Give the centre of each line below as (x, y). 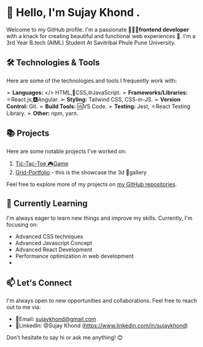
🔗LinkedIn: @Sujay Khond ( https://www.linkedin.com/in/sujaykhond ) (101, 326)
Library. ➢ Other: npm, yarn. (42, 113)
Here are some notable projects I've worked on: (67, 151)
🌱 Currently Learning (47, 203)
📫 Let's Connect (39, 283)
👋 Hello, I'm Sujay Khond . (73, 13)
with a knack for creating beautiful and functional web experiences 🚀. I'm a (101, 36)
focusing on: (22, 225)
